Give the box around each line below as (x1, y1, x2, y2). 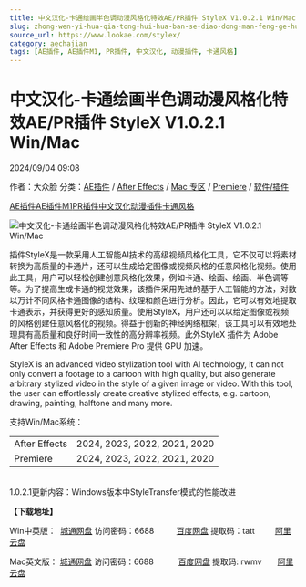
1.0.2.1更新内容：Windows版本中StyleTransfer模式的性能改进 (9, 487, 237, 498)
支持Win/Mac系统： (9, 416, 84, 427)
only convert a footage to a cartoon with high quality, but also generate (9, 369, 276, 380)
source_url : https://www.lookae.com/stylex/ (9, 30, 181, 39)
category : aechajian (9, 38, 88, 48)
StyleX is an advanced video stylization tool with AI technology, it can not (9, 359, 284, 370)
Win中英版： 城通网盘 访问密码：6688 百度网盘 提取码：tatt (9, 526, 255, 537)
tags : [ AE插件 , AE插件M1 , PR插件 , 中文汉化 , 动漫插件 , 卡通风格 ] (9, 47, 239, 57)
